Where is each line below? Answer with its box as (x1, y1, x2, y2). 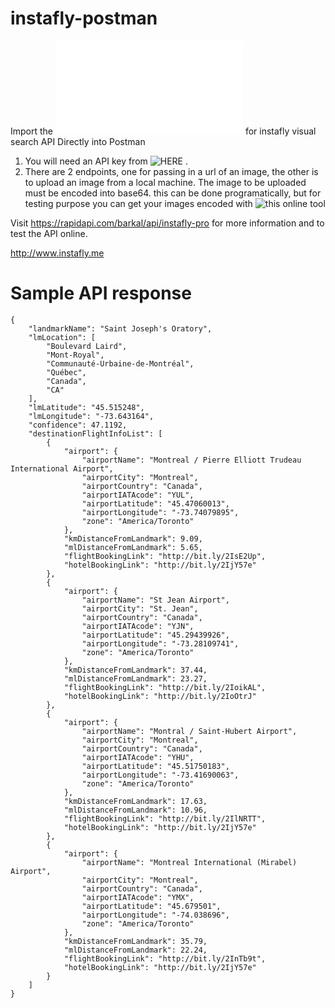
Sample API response (10, 282, 192, 305)
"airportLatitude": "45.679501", (81, 901, 222, 911)
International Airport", (10, 463, 114, 474)
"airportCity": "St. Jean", (81, 603, 199, 614)
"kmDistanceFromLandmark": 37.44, (63, 665, 208, 675)
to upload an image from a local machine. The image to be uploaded (24, 176, 307, 188)
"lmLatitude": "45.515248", (28, 402, 145, 412)
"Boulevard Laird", (46, 341, 128, 351)
